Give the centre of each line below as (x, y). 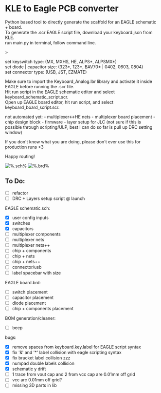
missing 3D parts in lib (34, 385)
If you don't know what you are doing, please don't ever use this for (73, 141)
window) (14, 132)
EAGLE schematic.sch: (27, 208)
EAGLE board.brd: (23, 282)
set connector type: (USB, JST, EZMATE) (46, 72)
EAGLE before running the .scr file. (40, 86)
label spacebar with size (36, 273)
